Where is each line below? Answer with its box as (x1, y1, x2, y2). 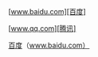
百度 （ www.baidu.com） (8, 40, 90, 50)
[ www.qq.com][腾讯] (8, 24, 76, 33)
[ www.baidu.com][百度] (8, 7, 86, 16)
